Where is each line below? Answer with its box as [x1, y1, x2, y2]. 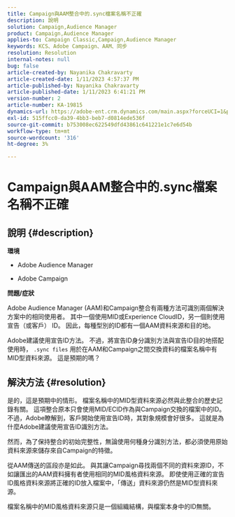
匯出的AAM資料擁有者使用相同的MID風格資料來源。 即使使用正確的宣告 [19, 469, 225, 478]
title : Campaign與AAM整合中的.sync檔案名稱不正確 [7, 10, 142, 18]
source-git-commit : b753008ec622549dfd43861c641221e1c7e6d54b [7, 121, 192, 128]
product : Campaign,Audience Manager [7, 29, 114, 37]
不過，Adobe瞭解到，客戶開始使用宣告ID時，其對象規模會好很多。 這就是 [7, 413, 218, 422]
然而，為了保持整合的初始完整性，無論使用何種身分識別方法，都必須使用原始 [7, 437, 228, 445]
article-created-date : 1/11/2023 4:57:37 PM [7, 75, 139, 83]
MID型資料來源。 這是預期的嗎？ [7, 354, 101, 362]
